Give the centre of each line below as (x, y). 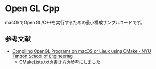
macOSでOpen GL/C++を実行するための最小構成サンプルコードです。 (75, 22)
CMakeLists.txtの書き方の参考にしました (60, 62)
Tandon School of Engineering (42, 56)
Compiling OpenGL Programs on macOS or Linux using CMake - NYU (82, 51)
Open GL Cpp (32, 8)
